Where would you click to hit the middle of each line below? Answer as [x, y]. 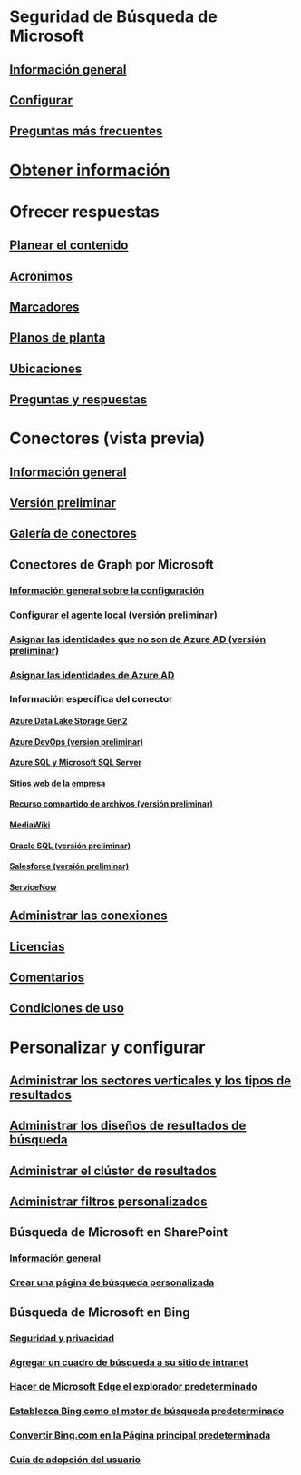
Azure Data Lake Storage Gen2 [68, 721]
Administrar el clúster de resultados [113, 1170]
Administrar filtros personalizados [108, 1202]
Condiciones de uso [67, 1009]
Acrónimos [41, 276]
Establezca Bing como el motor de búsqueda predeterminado [147, 1411]
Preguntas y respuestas [78, 400]
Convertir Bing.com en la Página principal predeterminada [140, 1435]
